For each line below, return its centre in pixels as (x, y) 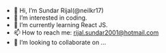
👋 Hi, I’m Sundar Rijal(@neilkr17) (58, 11)
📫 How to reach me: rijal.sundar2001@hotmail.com (86, 33)
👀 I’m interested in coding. (50, 18)
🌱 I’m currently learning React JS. (60, 25)
